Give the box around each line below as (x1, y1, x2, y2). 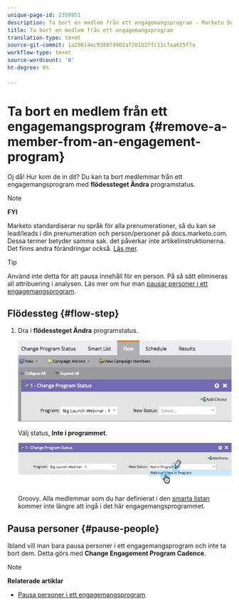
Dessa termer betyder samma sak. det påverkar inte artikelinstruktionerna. (7, 236, 225, 245)
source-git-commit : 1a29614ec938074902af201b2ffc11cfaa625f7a (7, 41, 196, 49)
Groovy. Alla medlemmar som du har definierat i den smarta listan (17, 494, 210, 503)
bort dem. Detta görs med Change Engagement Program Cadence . (7, 549, 206, 558)
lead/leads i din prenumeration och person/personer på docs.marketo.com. (7, 229, 228, 237)
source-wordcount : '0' (7, 57, 75, 64)
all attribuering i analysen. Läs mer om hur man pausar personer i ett (7, 279, 208, 288)
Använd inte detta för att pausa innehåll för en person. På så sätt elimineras (7, 272, 228, 280)
